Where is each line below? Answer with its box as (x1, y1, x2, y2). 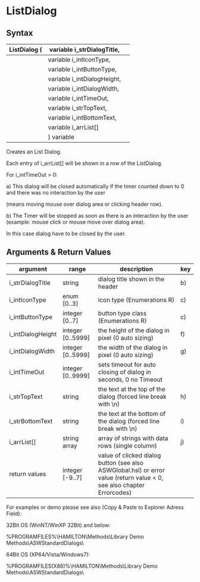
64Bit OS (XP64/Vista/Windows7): (6, 550, 90, 558)
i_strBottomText (9, 417, 53, 425)
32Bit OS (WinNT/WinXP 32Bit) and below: (6, 521, 111, 528)
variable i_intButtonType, (48, 65, 117, 73)
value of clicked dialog (98, 451, 161, 459)
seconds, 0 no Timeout (98, 375, 162, 383)
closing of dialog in (98, 368, 151, 376)
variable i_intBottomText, (48, 114, 117, 121)
